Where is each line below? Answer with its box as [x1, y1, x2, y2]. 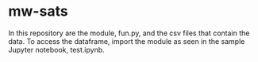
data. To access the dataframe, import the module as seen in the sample [8, 36, 245, 46]
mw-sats [8, 2, 69, 20]
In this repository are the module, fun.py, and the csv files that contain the [8, 28, 250, 38]
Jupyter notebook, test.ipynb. [8, 45, 105, 54]
